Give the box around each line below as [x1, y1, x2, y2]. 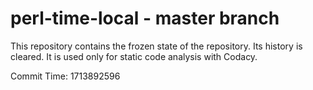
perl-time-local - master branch [10, 7, 280, 30]
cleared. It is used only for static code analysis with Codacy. [10, 50, 258, 62]
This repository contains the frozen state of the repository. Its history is [10, 40, 303, 52]
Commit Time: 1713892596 [10, 70, 121, 82]
